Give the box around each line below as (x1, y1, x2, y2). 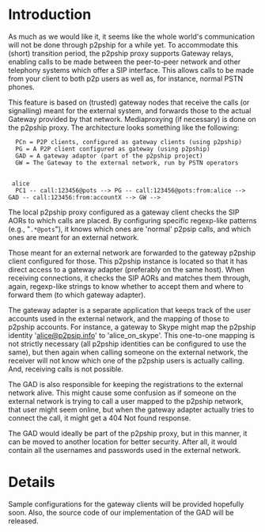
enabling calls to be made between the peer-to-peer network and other (8, 57, 241, 66)
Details (8, 473, 55, 492)
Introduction (8, 6, 92, 24)
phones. (8, 82, 36, 92)
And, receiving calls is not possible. (8, 364, 124, 374)
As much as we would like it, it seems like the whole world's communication (8, 32, 256, 41)
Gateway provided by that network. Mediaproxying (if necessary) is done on (8, 114, 257, 123)
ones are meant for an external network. (8, 232, 140, 242)
